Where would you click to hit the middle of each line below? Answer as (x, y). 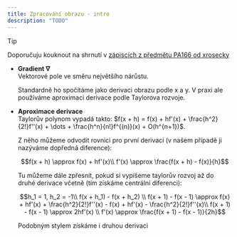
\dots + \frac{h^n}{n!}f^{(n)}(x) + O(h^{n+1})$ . (118, 126)
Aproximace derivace (50, 111)
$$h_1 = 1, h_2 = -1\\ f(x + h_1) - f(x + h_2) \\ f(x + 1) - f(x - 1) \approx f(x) (125, 196)
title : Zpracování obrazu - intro (59, 14)
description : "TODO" (38, 21)
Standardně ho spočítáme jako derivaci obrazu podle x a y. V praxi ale (120, 90)
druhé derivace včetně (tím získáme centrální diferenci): (100, 183)
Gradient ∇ (34, 68)
